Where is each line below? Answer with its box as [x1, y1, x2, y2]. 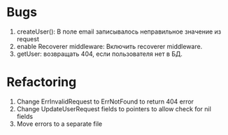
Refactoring [6, 74, 77, 90]
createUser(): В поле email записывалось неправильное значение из [16, 27, 222, 36]
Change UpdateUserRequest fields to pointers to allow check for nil [16, 104, 211, 113]
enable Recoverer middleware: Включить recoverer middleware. [16, 42, 203, 50]
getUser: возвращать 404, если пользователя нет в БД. [16, 50, 183, 58]
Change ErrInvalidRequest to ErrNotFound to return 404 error [16, 97, 194, 106]
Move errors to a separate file [16, 120, 103, 128]
